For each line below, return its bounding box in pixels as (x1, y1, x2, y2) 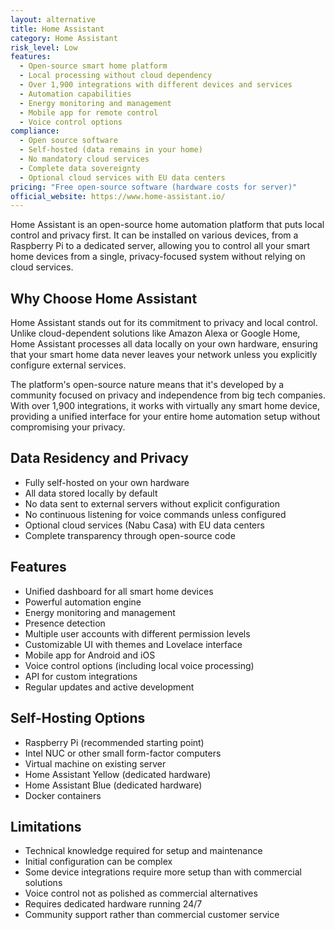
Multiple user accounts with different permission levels (24, 627, 251, 640)
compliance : (10, 126, 60, 136)
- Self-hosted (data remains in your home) (19, 145, 203, 155)
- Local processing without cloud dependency (19, 71, 213, 81)
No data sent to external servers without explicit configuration (24, 497, 280, 510)
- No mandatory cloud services (19, 154, 150, 164)
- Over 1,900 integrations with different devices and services (19, 80, 293, 90)
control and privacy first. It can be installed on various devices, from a (10, 229, 299, 241)
